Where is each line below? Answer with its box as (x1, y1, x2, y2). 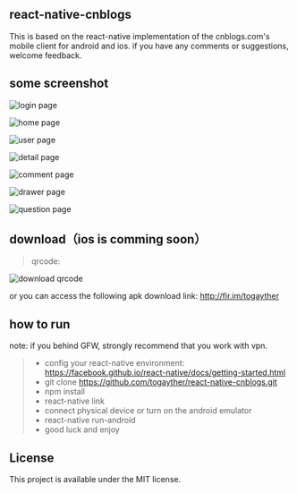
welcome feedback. (9, 49, 82, 61)
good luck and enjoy (44, 424, 121, 435)
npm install (44, 387, 85, 397)
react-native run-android (44, 415, 136, 426)
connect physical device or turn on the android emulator (44, 405, 252, 416)
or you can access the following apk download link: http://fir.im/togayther (9, 291, 280, 302)
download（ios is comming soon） (9, 232, 207, 247)
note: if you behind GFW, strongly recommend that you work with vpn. (9, 340, 268, 352)
